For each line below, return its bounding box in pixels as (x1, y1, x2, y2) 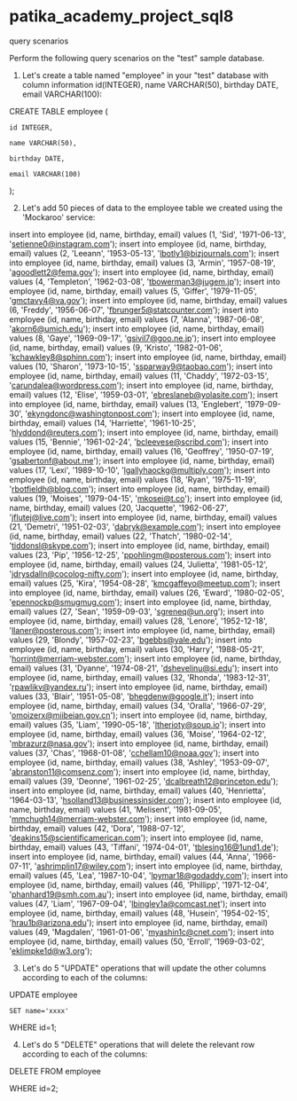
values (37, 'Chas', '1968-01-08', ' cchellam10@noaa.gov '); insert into (9, 747, 260, 758)
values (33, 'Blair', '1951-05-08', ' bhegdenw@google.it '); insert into (9, 690, 254, 702)
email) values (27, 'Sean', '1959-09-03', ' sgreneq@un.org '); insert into (9, 606, 264, 617)
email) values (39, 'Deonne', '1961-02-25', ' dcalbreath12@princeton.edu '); (9, 775, 279, 786)
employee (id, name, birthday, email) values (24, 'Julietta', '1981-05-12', (9, 559, 269, 570)
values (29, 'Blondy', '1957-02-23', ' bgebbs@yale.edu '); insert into (9, 634, 253, 645)
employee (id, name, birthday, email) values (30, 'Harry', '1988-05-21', (9, 643, 264, 654)
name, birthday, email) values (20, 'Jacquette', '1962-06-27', (9, 502, 229, 513)
